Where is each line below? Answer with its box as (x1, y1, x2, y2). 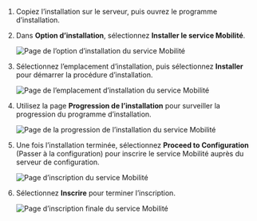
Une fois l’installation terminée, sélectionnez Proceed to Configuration (15, 140, 249, 150)
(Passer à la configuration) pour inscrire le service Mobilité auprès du (15, 149, 244, 158)
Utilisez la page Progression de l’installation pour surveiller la (15, 101, 221, 110)
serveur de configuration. (15, 157, 100, 167)
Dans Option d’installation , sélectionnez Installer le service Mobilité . (15, 31, 246, 40)
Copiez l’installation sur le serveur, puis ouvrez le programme (15, 7, 218, 16)
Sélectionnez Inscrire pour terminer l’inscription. (15, 188, 176, 198)
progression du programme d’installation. (15, 109, 152, 119)
